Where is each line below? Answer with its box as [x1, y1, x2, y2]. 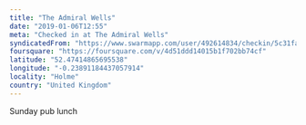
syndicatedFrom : [9, 38, 71, 48]
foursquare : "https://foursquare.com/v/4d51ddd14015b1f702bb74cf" [9, 47, 267, 56]
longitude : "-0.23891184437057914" [9, 64, 145, 73]
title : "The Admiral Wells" [9, 13, 117, 23]
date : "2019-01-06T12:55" [9, 22, 107, 31]
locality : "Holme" [9, 72, 79, 82]
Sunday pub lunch [9, 105, 78, 116]
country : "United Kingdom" [9, 81, 112, 90]
